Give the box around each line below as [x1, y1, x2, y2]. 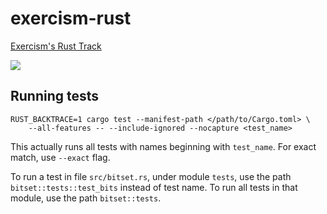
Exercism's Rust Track [10, 40, 102, 52]
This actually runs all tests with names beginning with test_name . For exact [10, 140, 317, 152]
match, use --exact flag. [10, 151, 111, 163]
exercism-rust [10, 7, 132, 30]
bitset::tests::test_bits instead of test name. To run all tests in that [10, 181, 298, 193]
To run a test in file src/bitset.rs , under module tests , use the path [10, 170, 292, 182]
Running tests [10, 88, 100, 105]
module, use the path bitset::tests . [10, 192, 162, 204]
